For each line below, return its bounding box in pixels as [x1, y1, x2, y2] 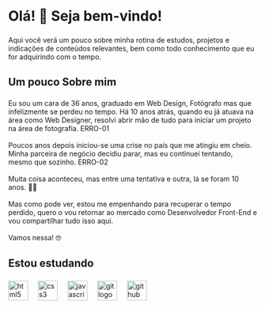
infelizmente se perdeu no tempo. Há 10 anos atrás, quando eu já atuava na [8, 107, 254, 117]
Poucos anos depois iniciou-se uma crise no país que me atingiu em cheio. [8, 141, 252, 150]
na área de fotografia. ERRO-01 [8, 124, 109, 134]
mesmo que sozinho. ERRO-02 [8, 157, 108, 167]
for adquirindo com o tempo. [8, 52, 101, 62]
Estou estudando [8, 256, 94, 269]
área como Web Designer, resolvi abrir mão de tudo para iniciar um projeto [8, 115, 252, 125]
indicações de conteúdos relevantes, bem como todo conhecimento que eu [8, 43, 255, 54]
